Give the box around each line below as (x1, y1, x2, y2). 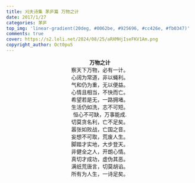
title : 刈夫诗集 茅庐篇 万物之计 (6, 8, 79, 15)
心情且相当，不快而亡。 (71, 89, 129, 96)
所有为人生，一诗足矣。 (71, 170, 129, 177)
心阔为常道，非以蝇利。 (71, 74, 129, 81)
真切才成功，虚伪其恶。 (71, 155, 129, 162)
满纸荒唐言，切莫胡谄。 (71, 163, 129, 170)
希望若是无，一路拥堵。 (71, 96, 129, 103)
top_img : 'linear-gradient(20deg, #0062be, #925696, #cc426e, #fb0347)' (6, 25, 190, 31)
